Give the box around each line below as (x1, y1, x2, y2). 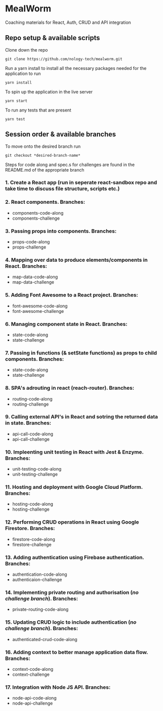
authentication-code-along (12, 571, 68, 578)
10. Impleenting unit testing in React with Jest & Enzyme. (5, 448, 144, 455)
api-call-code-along (12, 431, 53, 437)
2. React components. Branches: (5, 199, 85, 206)
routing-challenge (12, 401, 49, 407)
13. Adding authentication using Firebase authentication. (5, 554, 144, 561)
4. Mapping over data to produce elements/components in (5, 256, 148, 263)
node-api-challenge (12, 700, 53, 707)
